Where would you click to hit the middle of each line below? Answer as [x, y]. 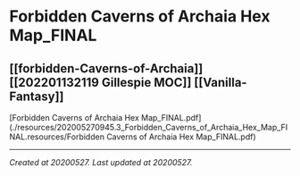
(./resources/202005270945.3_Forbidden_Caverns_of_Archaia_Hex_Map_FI [149, 127]
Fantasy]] [37, 96]
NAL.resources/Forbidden [57, 137]
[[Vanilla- [221, 82]
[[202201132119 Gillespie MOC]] [100, 82]
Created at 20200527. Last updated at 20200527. [101, 162]
